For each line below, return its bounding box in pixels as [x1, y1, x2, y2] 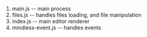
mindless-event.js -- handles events [11, 24, 101, 31]
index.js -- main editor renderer [11, 18, 90, 24]
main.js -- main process [11, 5, 71, 12]
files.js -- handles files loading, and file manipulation [11, 11, 142, 18]
